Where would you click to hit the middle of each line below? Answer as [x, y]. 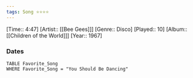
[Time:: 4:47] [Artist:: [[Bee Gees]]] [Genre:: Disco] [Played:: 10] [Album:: [97, 29]
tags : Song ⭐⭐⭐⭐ [28, 12]
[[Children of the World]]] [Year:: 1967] [54, 35]
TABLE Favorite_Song [32, 63]
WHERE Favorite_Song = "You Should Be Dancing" [67, 69]
